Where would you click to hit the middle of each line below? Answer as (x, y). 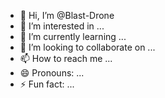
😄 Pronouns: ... (52, 73)
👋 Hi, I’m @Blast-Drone (67, 15)
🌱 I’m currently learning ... (73, 36)
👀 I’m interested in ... (62, 26)
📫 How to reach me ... (66, 58)
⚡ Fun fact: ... (47, 84)
